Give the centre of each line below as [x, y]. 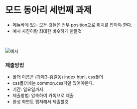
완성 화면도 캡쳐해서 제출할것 [40, 102]
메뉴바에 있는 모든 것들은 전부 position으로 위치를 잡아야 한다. [72, 25]
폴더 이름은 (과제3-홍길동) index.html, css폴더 [58, 77]
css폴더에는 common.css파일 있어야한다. [53, 83]
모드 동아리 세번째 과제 [49, 10]
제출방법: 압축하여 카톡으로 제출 [43, 96]
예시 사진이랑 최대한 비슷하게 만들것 [47, 31]
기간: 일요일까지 [28, 89]
